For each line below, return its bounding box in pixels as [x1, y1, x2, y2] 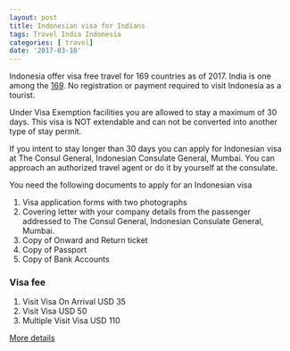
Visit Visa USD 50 [21, 305, 87, 317]
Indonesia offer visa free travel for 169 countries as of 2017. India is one [9, 71, 272, 81]
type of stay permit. [9, 126, 82, 137]
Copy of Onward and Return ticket [21, 235, 149, 246]
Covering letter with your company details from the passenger [21, 206, 252, 217]
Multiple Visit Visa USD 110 [21, 315, 120, 326]
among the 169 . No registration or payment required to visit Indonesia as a [9, 80, 282, 91]
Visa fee [9, 276, 46, 288]
